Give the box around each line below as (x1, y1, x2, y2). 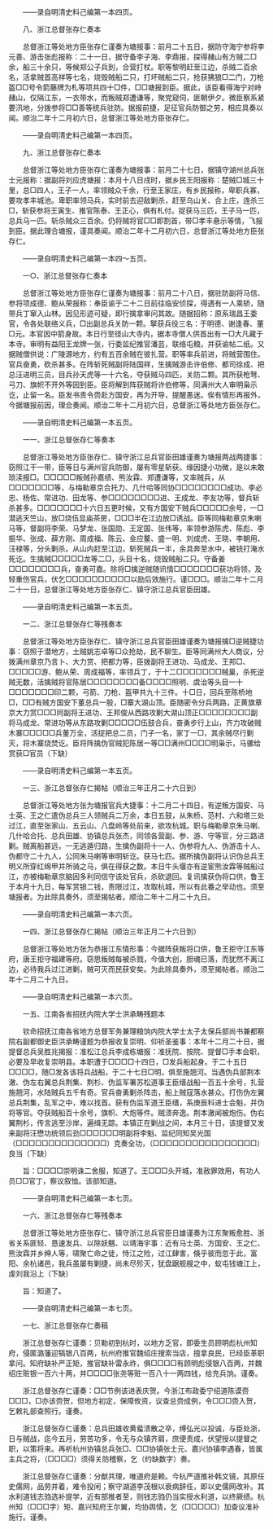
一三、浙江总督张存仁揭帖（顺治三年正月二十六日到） (22, 783, 201, 793)
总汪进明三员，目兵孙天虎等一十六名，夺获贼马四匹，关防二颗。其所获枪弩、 (8, 370, 265, 379)
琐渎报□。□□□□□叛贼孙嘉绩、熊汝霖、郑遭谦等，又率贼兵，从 (8, 472, 226, 482)
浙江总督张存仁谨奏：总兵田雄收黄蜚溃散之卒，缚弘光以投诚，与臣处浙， (22, 1424, 265, 1433)
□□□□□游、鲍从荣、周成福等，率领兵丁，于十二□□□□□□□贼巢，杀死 (8, 667, 258, 676)
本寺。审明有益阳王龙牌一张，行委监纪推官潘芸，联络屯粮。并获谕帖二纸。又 (8, 339, 265, 349)
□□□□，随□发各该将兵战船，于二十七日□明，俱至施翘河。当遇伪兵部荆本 (8, 1067, 262, 1077)
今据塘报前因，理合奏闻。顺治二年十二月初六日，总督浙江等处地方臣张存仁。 (8, 400, 265, 410)
